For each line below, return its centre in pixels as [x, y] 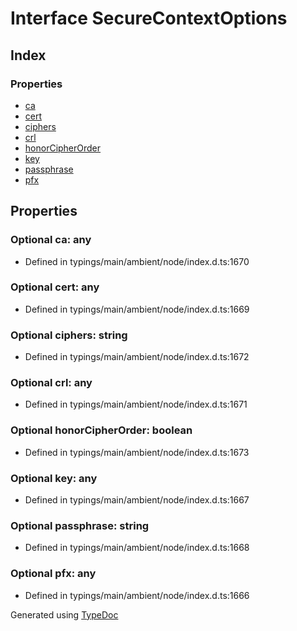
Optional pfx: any [53, 574]
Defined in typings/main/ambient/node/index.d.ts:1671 [136, 404]
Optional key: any [54, 478]
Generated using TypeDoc [64, 614]
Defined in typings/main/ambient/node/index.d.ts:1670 [137, 261]
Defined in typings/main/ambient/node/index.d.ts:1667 [137, 500]
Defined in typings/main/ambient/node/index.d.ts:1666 [137, 595]
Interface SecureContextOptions [149, 18]
